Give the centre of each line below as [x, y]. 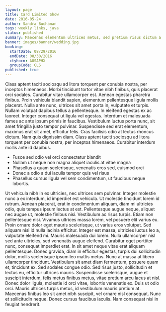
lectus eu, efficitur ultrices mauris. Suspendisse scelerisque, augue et [77, 272]
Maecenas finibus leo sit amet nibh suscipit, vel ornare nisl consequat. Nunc [83, 294]
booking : [14, 47]
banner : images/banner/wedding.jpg [42, 42]
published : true [22, 70]
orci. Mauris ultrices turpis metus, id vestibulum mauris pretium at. [73, 288]
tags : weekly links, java [32, 28]
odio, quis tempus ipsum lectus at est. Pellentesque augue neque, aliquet [80, 209]
